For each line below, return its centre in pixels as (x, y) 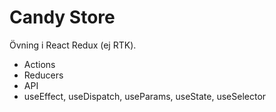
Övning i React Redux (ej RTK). (73, 45)
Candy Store (62, 17)
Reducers (43, 75)
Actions (39, 64)
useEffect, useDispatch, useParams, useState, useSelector (145, 96)
